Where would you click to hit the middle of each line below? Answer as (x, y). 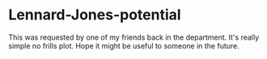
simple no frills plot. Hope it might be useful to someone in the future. (124, 45)
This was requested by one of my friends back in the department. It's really (134, 37)
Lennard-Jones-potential (95, 15)
